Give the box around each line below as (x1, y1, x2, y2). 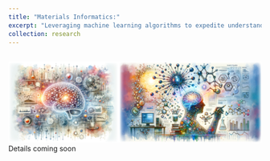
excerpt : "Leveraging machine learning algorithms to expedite (8, 21, 225, 30)
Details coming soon (8, 144, 76, 154)
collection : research (8, 30, 81, 38)
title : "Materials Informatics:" (8, 13, 121, 21)
